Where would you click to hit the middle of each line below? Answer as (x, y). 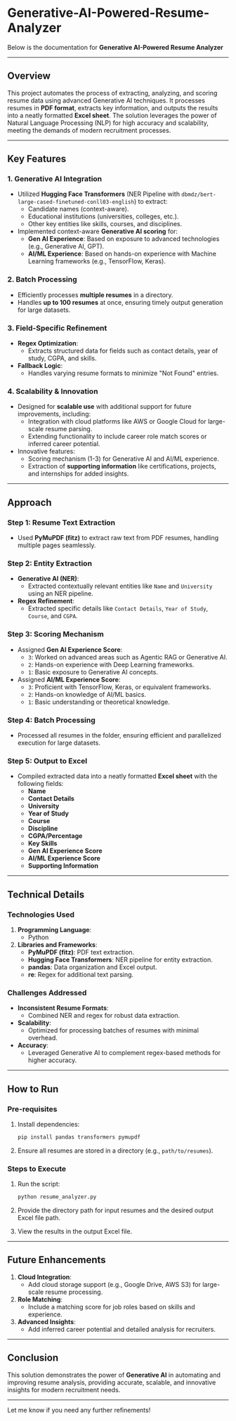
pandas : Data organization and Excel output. (92, 967)
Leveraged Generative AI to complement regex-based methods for (124, 1053)
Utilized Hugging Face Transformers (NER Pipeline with (99, 194)
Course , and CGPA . (53, 616)
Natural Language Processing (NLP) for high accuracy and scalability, (108, 123)
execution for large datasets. (59, 742)
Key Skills (42, 844)
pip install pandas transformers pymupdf (79, 1137)
